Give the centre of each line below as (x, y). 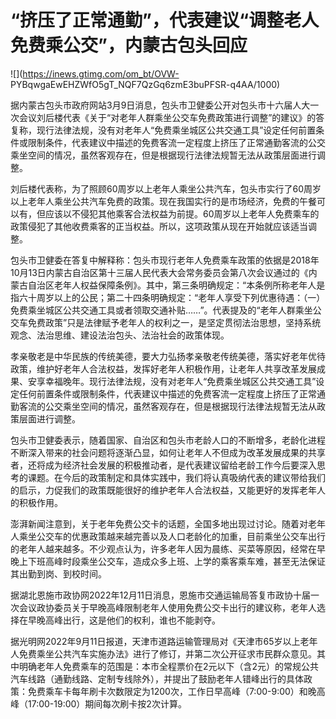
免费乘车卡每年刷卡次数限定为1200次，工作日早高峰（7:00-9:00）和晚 (172, 691)
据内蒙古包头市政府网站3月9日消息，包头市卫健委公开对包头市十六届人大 (160, 105)
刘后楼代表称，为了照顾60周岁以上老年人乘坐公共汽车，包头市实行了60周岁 (166, 188)
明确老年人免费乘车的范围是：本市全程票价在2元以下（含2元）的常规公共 (169, 666)
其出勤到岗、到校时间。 (58, 573)
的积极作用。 (36, 502)
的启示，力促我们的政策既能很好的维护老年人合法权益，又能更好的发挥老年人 (168, 490)
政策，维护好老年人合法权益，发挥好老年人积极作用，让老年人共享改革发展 (163, 368)
